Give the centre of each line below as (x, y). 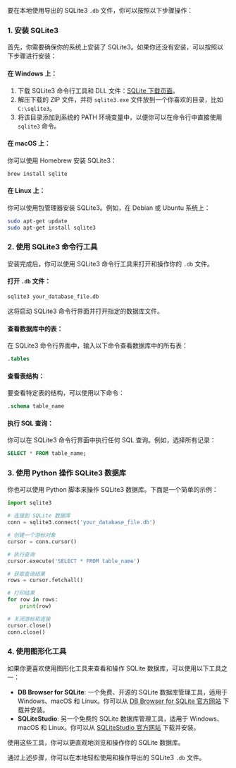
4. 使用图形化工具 (37, 651)
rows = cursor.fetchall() (45, 580)
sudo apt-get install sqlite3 (52, 228)
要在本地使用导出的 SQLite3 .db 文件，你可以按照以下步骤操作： (100, 10)
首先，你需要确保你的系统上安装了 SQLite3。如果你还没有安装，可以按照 (112, 47)
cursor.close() (30, 625)
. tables (19, 359)
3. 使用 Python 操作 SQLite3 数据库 (67, 473)
